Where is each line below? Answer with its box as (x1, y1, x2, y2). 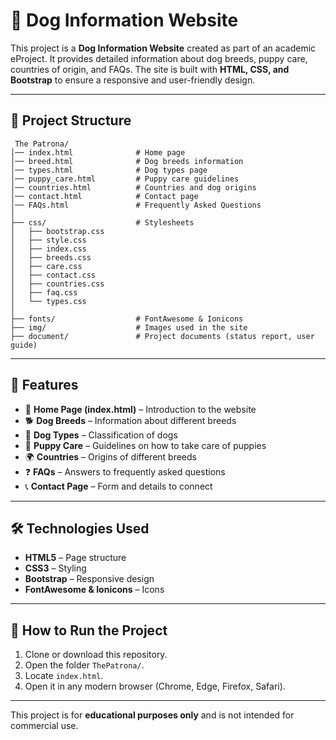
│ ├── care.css (10, 261, 83, 271)
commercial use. (10, 720, 79, 732)
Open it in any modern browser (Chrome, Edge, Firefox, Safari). (24, 680, 286, 693)
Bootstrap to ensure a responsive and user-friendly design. (10, 74, 256, 86)
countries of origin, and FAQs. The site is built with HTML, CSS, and (10, 63, 290, 75)
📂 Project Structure (10, 112, 132, 129)
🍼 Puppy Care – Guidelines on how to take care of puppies (24, 439, 267, 451)
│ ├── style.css (10, 235, 87, 245)
